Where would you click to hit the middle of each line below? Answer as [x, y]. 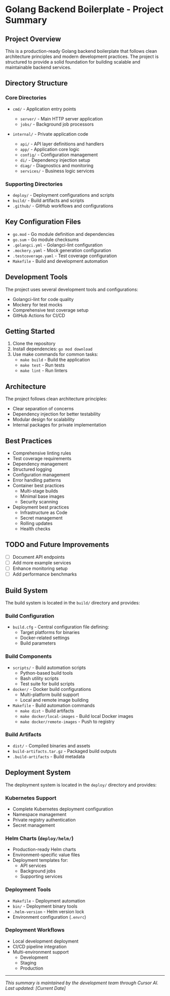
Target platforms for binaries [50, 632]
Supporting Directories [34, 184]
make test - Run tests [42, 365]
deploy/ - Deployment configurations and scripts [63, 195]
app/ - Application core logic [50, 149]
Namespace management [39, 814]
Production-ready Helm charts [44, 850]
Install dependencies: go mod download [52, 349]
